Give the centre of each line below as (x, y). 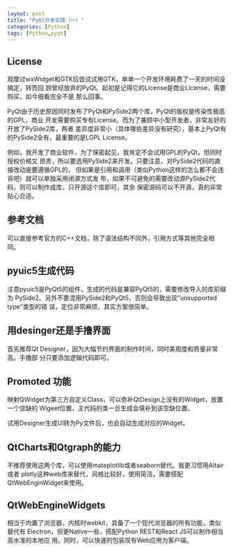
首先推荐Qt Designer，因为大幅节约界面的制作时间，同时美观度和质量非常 (113, 349)
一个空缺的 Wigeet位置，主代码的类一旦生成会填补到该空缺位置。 (101, 408)
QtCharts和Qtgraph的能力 (64, 447)
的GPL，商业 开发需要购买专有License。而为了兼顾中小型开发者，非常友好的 (116, 120)
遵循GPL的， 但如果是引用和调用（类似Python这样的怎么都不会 (127, 170)
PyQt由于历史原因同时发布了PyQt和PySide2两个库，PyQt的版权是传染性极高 (116, 112)
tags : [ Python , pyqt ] (37, 33)
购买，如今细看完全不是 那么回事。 (57, 97)
